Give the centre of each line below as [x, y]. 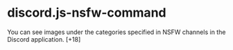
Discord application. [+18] [44, 39]
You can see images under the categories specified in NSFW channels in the [116, 32]
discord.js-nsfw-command [87, 13]
